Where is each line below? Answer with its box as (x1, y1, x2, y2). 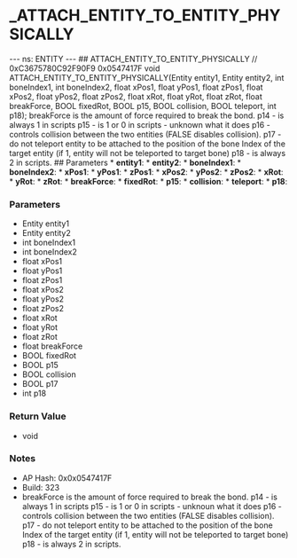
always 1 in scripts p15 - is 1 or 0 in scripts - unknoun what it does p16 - (21, 500, 282, 511)
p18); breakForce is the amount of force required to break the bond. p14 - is (9, 110, 285, 121)
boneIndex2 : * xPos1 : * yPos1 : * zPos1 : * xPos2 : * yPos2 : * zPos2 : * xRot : (9, 166, 284, 177)
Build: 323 (21, 482, 60, 492)
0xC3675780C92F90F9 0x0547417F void (9, 63, 160, 74)
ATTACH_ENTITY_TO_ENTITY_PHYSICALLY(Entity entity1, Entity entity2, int (9, 72, 285, 83)
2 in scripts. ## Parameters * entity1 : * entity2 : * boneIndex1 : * (9, 157, 242, 168)
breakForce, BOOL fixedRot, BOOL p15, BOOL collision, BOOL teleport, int (9, 100, 277, 111)
